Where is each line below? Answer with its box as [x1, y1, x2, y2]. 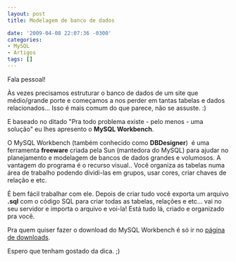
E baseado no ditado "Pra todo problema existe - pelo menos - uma [7, 117, 204, 125]
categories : [7, 36, 42, 43]
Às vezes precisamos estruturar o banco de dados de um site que [7, 89, 199, 97]
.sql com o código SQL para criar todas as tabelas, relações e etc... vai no [7, 196, 222, 205]
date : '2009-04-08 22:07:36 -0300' [7, 30, 112, 37]
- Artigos [7, 49, 37, 56]
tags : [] [7, 56, 33, 63]
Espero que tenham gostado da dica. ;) [7, 247, 120, 255]
